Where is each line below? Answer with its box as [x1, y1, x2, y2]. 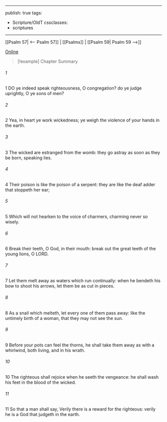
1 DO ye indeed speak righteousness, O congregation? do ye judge [5, 85, 142, 91]
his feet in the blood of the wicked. [5, 379, 76, 386]
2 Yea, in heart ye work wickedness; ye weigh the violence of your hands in [5, 117, 160, 123]
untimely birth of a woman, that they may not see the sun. [5, 315, 123, 321]
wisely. [5, 219, 20, 225]
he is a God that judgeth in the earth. [5, 412, 81, 418]
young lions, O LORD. [5, 251, 49, 257]
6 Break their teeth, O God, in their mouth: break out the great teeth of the [5, 246, 156, 252]
